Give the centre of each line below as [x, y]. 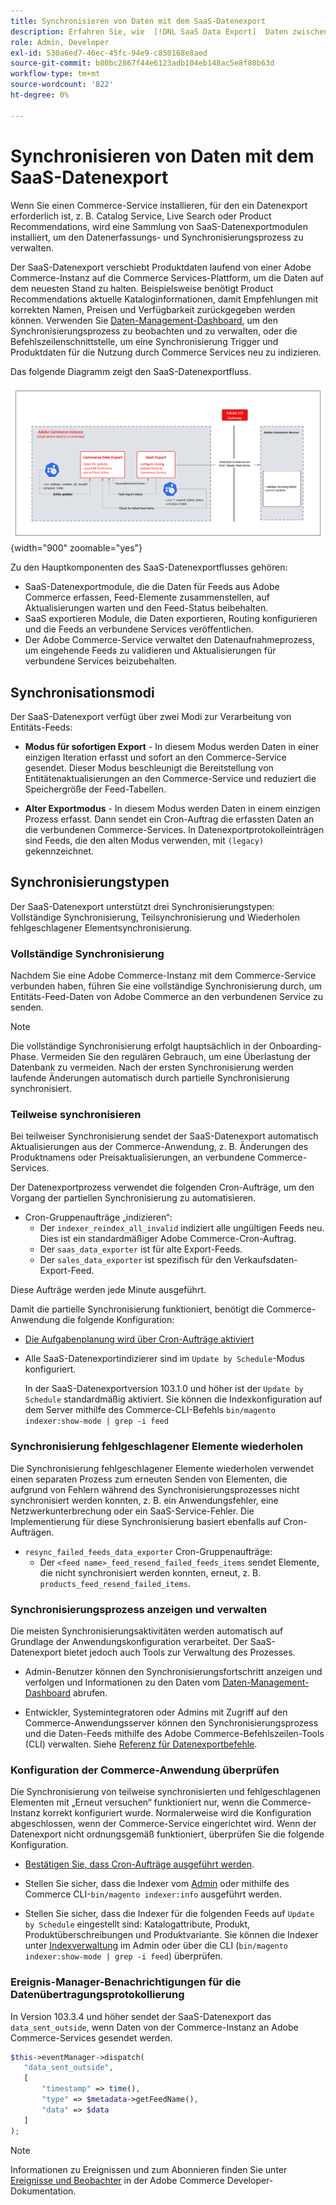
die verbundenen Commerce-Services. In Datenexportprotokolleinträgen [174, 829]
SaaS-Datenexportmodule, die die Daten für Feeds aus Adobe [152, 587]
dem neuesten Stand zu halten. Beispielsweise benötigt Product [142, 288]
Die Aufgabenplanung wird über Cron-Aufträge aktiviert [139, 1339]
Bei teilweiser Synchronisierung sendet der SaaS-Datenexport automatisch [164, 1136]
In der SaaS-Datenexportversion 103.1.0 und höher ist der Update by [164, 1389]
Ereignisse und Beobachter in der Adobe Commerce [117, 2180]
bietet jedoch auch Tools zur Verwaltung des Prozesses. [179, 1652]
